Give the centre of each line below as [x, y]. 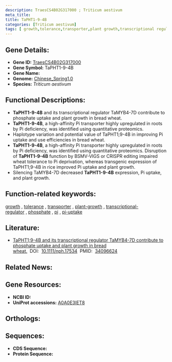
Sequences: [25, 336]
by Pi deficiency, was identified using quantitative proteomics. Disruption [90, 150]
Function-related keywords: [51, 194]
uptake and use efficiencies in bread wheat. [59, 139]
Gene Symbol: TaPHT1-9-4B [43, 68]
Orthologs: [23, 318]
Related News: [29, 267]
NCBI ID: [22, 297]
